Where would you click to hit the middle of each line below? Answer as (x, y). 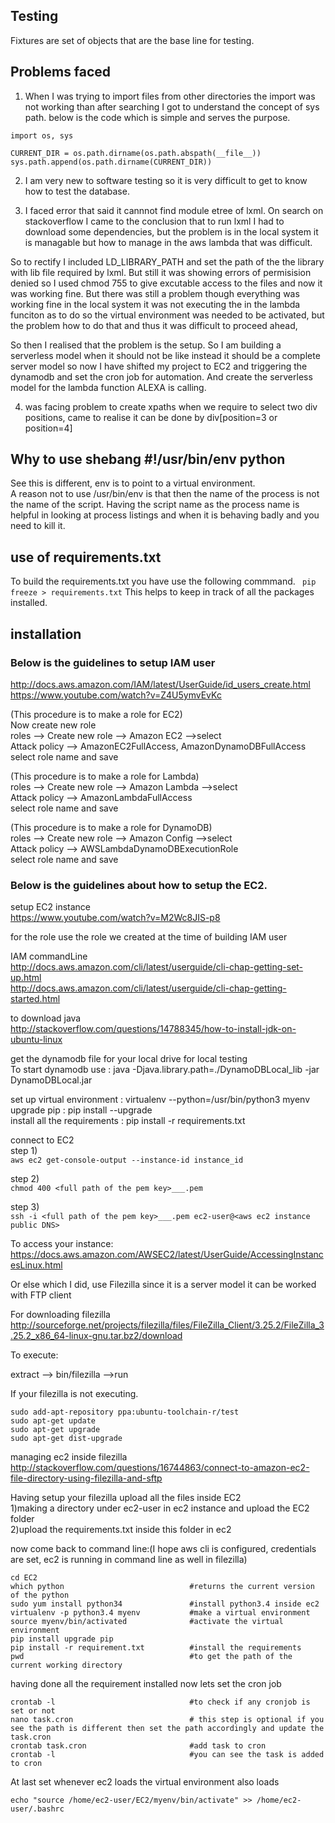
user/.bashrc (37, 1809)
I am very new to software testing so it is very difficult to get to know (166, 180)
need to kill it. (38, 526)
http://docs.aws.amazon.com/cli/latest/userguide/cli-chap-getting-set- (157, 967)
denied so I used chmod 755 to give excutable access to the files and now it (166, 283)
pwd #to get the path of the (151, 1657)
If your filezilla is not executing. (74, 1394)
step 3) (25, 1207)
